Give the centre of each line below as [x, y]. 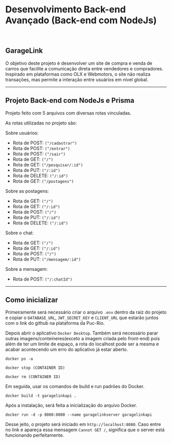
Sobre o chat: [20, 233]
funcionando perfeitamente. [35, 435]
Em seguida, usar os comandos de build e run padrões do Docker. [75, 386]
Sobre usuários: [22, 133]
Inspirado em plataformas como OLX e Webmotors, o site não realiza [78, 74]
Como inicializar [32, 300]
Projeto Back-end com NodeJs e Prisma [70, 100]
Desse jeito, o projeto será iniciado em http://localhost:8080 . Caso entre [83, 424]
